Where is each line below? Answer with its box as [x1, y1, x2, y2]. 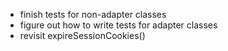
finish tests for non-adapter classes [19, 9, 167, 20]
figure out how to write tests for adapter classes [19, 19, 218, 31]
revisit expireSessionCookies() [19, 30, 146, 41]
